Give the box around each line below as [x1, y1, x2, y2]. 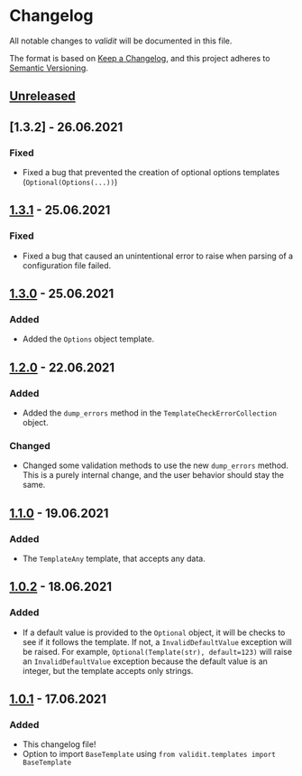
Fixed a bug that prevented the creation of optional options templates [22, 167, 280, 178]
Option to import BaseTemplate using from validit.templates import [22, 749, 277, 760]
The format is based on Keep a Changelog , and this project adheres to [9, 52, 270, 63]
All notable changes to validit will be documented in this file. [9, 35, 233, 46]
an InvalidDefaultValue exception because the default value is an [22, 656, 269, 667]
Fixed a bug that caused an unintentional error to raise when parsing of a [22, 250, 294, 261]
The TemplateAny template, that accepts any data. [22, 553, 206, 565]
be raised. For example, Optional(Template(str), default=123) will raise [22, 646, 293, 657]
